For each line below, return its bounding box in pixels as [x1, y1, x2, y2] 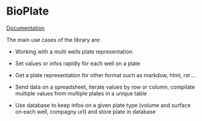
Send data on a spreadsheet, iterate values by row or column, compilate [15, 83, 195, 91]
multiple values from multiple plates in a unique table [15, 89, 147, 97]
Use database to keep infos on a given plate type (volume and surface [15, 102, 191, 109]
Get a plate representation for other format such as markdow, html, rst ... [15, 71, 197, 78]
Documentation [6, 24, 45, 32]
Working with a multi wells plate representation [15, 47, 132, 55]
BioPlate [6, 4, 49, 18]
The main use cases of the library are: [6, 36, 101, 43]
